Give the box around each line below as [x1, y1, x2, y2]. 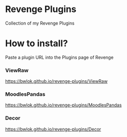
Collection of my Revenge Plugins [5, 20, 75, 26]
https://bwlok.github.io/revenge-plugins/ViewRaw [5, 78, 108, 84]
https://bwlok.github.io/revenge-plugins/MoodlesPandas [5, 102, 122, 108]
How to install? [5, 38, 68, 49]
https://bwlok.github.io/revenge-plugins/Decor [5, 126, 101, 132]
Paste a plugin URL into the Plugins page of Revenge [5, 54, 114, 60]
